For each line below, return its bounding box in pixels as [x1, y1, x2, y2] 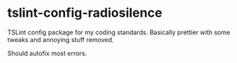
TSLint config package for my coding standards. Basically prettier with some [7, 28, 231, 36]
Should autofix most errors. [7, 49, 87, 57]
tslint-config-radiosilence [7, 5, 163, 21]
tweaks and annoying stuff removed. [7, 35, 115, 43]
